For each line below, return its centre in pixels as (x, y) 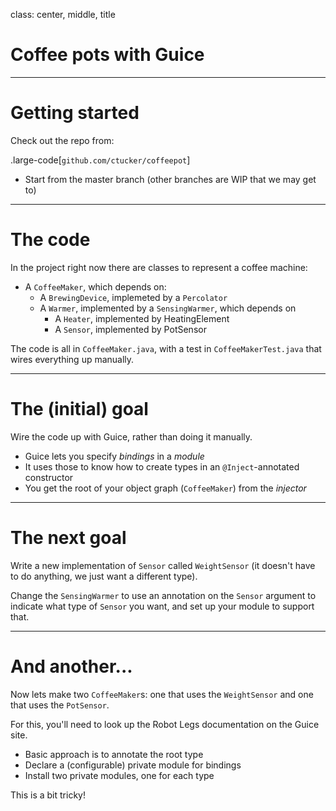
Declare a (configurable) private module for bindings (133, 765)
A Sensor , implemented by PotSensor (130, 329)
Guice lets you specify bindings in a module (114, 456)
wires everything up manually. (72, 359)
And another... (71, 666)
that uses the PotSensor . (60, 705)
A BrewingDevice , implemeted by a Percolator (133, 297)
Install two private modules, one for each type (119, 775)
